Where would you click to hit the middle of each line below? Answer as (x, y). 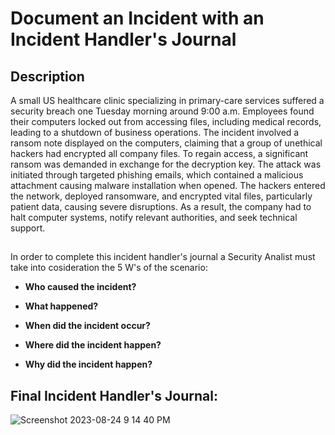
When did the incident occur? (87, 326)
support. (28, 228)
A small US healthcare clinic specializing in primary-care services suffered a (167, 100)
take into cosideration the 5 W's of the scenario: (109, 268)
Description (47, 76)
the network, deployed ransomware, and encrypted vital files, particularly (161, 196)
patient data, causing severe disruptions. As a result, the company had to (161, 206)
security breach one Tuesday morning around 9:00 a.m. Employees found (162, 111)
